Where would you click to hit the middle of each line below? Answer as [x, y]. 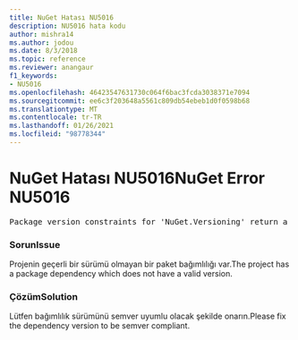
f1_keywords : [34, 76]
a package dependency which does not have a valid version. [121, 274]
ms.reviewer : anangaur [51, 68]
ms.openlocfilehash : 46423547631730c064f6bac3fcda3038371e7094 [130, 92]
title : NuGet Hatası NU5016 [62, 17]
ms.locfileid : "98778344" [57, 134]
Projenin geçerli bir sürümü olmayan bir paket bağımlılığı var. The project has [149, 264]
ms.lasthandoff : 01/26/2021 [62, 126]
